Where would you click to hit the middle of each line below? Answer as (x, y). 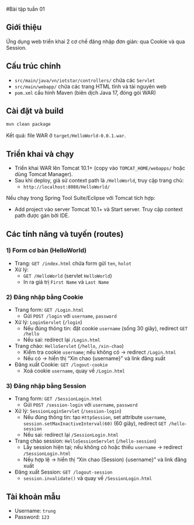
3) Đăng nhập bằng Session (46, 386)
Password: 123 (32, 517)
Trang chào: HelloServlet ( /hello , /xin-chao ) (69, 346)
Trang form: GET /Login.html (49, 310)
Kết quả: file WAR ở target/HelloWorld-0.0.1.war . (66, 136)
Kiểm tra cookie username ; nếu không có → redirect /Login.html (100, 352)
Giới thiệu (24, 27)
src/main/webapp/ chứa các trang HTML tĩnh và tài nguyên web (90, 86)
